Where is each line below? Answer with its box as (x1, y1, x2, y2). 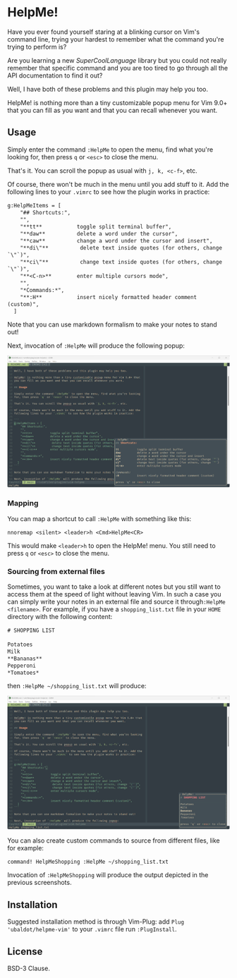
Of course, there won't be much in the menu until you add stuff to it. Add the (7, 180, 229, 188)
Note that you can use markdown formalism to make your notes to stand (7, 320, 217, 329)
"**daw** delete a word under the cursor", (20, 230, 178, 237)
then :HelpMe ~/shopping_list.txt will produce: (7, 681, 147, 690)
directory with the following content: (7, 612, 113, 621)
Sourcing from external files (7, 566, 106, 576)
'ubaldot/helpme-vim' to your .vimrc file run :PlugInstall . (7, 925, 178, 934)
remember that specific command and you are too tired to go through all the (7, 63, 229, 72)
